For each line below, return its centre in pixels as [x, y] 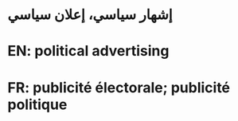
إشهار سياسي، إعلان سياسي [90, 15]
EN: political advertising [88, 51]
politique [37, 104]
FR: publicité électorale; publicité [119, 87]
